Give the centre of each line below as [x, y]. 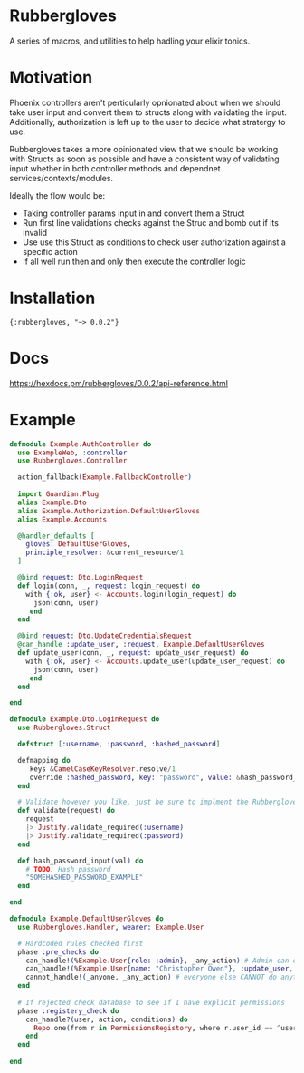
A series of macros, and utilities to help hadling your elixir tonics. [130, 41]
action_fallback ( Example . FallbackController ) [105, 477]
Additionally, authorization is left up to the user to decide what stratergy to [147, 122]
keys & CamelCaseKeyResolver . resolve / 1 [103, 769]
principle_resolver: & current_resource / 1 [104, 553]
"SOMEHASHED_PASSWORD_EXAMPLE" [85, 878]
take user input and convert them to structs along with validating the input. [148, 112]
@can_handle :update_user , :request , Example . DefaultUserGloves [141, 645]
